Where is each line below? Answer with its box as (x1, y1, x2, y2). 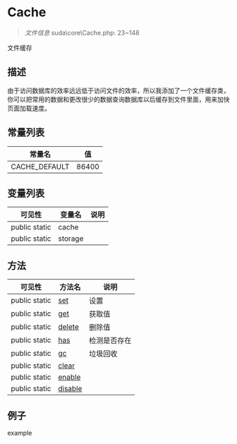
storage (58, 234, 84, 244)
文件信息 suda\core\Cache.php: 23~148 (24, 28, 140, 37)
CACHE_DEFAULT (11, 162, 70, 172)
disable (58, 384, 83, 394)
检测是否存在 (89, 336, 132, 346)
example (7, 428, 32, 437)
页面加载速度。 (7, 104, 51, 112)
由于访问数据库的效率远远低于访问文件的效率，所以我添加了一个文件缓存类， (7, 86, 230, 95)
